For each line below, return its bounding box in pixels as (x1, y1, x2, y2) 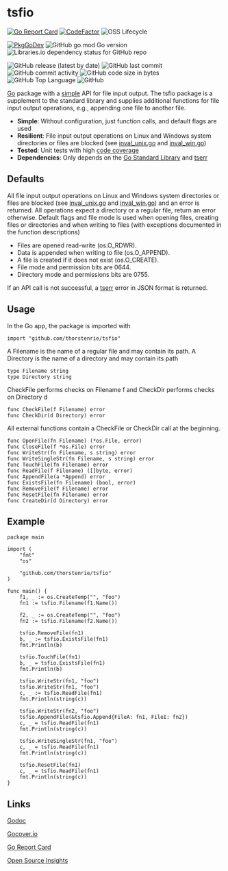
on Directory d (7, 393, 48, 401)
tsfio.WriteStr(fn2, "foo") (19, 708, 99, 715)
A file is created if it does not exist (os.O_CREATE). (16, 256, 160, 264)
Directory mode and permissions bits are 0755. (16, 270, 149, 278)
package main (7, 534, 45, 541)
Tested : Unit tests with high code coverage (16, 146, 139, 154)
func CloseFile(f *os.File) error (7, 443, 106, 450)
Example (7, 515, 45, 527)
